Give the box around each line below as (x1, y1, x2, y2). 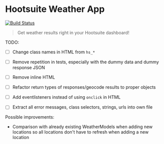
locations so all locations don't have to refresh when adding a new (12, 129, 149, 135)
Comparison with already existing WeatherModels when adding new (12, 124, 153, 130)
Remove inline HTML (12, 74, 55, 80)
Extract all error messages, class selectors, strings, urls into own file (12, 104, 153, 110)
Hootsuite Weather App (5, 3, 105, 15)
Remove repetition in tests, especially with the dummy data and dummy (12, 59, 160, 65)
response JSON (12, 65, 45, 71)
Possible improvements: (5, 114, 55, 120)
